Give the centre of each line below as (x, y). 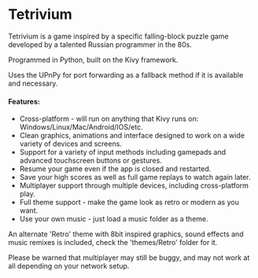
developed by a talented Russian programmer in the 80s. (100, 44)
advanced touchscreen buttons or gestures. (91, 161)
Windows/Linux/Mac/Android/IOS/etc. (81, 127)
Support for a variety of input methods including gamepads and (123, 152)
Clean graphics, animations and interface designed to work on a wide (132, 136)
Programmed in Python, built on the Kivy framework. (93, 60)
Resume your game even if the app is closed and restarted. (115, 169)
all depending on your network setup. (69, 266)
